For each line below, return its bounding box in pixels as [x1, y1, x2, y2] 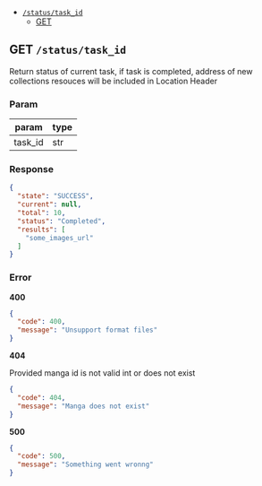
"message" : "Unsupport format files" [17, 325, 158, 334]
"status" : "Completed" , [17, 216, 106, 226]
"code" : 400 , [17, 317, 66, 326]
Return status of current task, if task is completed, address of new [9, 65, 253, 76]
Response [9, 163, 54, 176]
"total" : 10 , [17, 209, 66, 218]
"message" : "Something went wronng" [17, 460, 154, 469]
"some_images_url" [25, 233, 94, 242]
